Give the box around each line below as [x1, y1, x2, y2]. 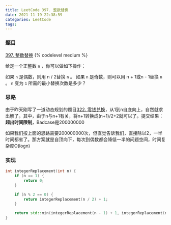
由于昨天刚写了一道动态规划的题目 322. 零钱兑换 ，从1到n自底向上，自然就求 [5, 106, 163, 112]
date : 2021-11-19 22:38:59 [5, 12, 63, 17]
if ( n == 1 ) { [14, 174, 44, 179]
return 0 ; [23, 178, 44, 183]
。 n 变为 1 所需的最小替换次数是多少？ [5, 80, 87, 86]
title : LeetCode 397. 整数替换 [5, 7, 69, 13]
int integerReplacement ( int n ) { [5, 168, 76, 174]
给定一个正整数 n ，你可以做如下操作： [5, 63, 87, 69]
